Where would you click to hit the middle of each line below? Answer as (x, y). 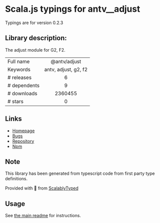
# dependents (24, 85)
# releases (20, 77)
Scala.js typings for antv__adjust (73, 9)
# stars (15, 101)
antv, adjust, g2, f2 (66, 69)
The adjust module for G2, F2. (35, 50)
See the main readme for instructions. (43, 216)
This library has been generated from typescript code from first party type (80, 173)
